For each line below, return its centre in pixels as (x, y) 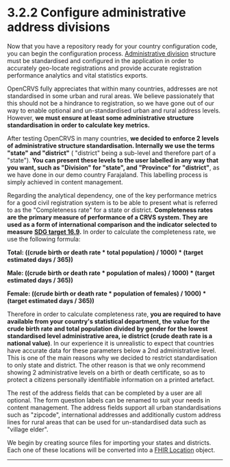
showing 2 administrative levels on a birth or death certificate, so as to (106, 372)
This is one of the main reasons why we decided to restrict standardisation (112, 357)
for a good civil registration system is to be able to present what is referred (112, 202)
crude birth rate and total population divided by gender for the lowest (107, 328)
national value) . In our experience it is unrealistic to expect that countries (111, 343)
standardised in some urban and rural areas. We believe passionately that (111, 96)
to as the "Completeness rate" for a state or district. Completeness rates (110, 210)
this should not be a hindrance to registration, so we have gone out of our (111, 103)
